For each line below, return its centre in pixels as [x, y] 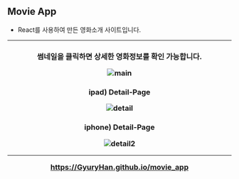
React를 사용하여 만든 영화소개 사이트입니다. [79, 29]
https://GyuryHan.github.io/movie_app [119, 168]
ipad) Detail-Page [119, 92]
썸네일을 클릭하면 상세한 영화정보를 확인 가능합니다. [119, 56]
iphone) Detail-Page [119, 127]
